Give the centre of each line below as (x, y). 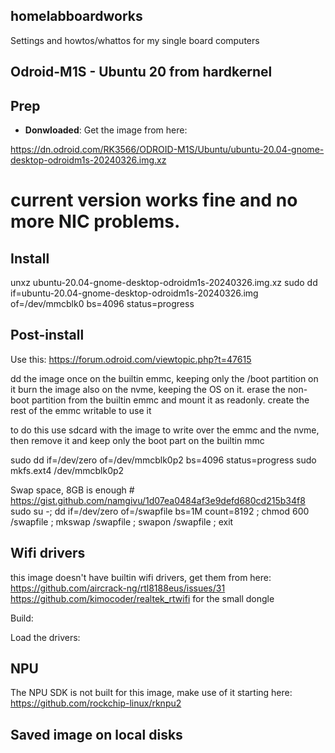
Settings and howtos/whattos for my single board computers (135, 40)
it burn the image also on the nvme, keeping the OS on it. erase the (148, 389)
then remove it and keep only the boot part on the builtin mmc (137, 440)
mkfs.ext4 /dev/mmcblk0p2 (67, 470)
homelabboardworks (76, 16)
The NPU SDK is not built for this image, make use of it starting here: (151, 693)
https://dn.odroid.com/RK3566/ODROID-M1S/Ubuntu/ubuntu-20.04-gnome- (167, 150)
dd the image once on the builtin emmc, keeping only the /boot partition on (164, 378)
